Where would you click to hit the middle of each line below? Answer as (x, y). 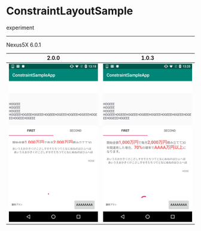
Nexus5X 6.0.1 (24, 45)
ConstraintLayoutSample (70, 11)
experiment (20, 28)
